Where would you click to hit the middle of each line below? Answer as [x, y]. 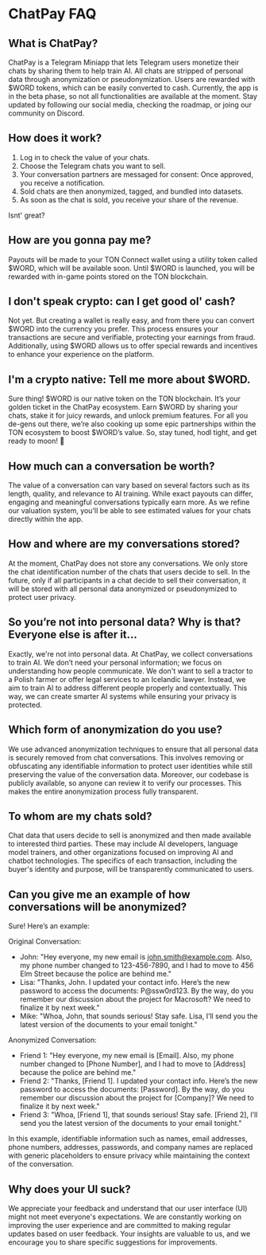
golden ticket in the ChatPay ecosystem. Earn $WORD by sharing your [123, 407]
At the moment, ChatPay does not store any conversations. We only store [128, 563]
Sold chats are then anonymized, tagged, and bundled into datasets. [131, 191]
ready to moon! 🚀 [37, 441]
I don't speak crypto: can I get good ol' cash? [122, 302]
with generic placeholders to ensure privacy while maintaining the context [129, 1155]
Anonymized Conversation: [52, 1040]
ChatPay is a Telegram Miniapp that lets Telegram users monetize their [124, 62]
